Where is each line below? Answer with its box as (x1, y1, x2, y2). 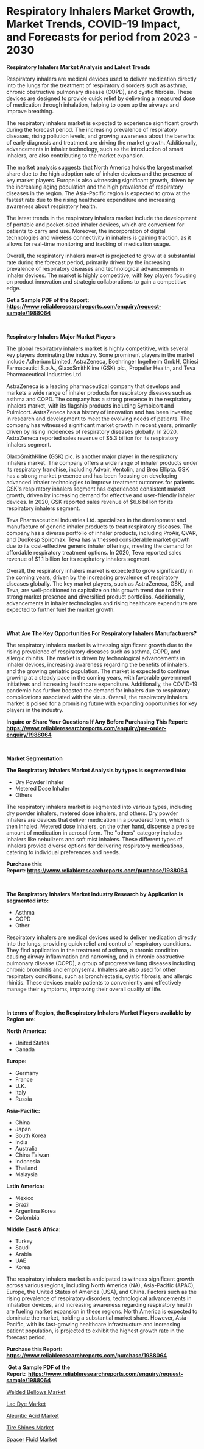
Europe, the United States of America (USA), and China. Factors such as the (6, 1288, 197, 1295)
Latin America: (6, 1182, 44, 1190)
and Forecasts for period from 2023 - (6, 31, 199, 44)
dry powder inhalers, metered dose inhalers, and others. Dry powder (6, 810, 178, 817)
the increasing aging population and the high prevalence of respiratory (6, 183, 184, 190)
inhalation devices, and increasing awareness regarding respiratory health (6, 1301, 192, 1308)
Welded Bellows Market (6, 1388, 66, 1395)
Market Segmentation (6, 755, 63, 762)
